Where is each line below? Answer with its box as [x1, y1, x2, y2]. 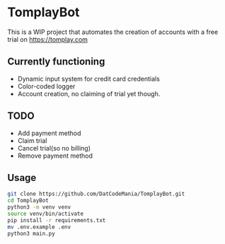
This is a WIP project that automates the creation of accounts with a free [7, 28, 219, 36]
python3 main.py [7, 230, 55, 237]
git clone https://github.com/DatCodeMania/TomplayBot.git [7, 190, 185, 198]
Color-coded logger [17, 82, 76, 91]
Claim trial [17, 136, 47, 145]
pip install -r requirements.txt [7, 216, 106, 223]
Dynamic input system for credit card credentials [17, 74, 161, 83]
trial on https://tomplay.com [7, 35, 88, 43]
